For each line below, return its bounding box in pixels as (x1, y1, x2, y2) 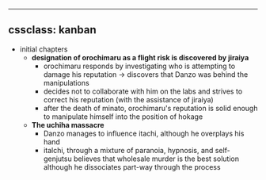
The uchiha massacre (31, 120, 104, 129)
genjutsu (43, 154, 73, 163)
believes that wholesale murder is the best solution (74, 154, 240, 163)
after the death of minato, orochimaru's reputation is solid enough (43, 103, 258, 113)
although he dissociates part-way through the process (43, 162, 221, 171)
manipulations (43, 78, 89, 87)
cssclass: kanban (8, 23, 97, 36)
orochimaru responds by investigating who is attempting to (43, 61, 236, 71)
